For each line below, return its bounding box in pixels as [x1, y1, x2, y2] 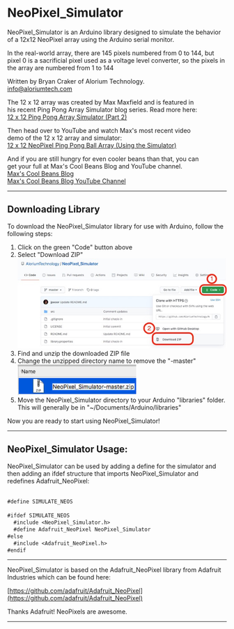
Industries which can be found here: [7, 573, 111, 581]
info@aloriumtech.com [7, 84, 72, 93]
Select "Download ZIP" [17, 250, 84, 258]
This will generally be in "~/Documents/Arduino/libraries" [17, 403, 182, 412]
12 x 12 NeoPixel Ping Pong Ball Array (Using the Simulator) [7, 141, 177, 149]
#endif [7, 547, 26, 554]
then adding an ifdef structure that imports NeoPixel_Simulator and [7, 469, 198, 478]
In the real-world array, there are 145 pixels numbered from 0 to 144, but [7, 49, 214, 57]
